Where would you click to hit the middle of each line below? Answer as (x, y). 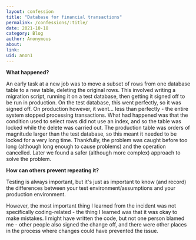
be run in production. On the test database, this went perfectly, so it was (94, 102)
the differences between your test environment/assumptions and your (91, 188)
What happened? (28, 72)
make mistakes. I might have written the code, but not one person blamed (95, 218)
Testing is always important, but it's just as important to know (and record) (96, 182)
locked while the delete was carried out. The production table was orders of (98, 127)
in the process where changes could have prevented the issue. (82, 231)
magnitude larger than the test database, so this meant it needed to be (92, 134)
